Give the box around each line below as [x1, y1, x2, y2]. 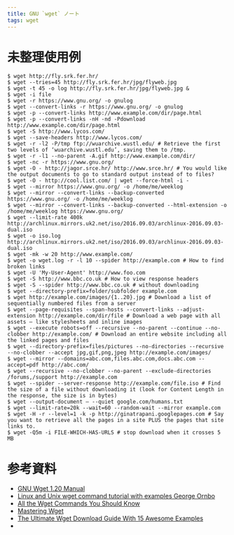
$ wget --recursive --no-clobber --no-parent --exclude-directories [7, 368, 212, 375]
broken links [7, 263, 46, 270]
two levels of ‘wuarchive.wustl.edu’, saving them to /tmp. [7, 147, 187, 154]
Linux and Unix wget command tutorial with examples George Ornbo [17, 492, 216, 501]
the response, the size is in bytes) [7, 392, 118, 399]
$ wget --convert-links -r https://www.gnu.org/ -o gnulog [7, 103, 184, 111]
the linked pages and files [7, 337, 90, 344]
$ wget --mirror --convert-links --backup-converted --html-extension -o [7, 202, 228, 209]
